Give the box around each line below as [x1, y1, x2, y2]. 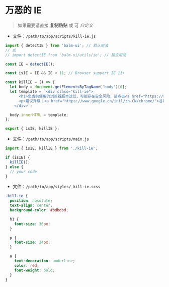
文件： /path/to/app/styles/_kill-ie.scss [12, 184, 101, 190]
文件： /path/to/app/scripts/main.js [12, 136, 90, 142]
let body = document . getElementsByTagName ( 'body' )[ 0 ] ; [10, 84, 127, 90]
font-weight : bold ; [14, 268, 55, 273]
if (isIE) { [5, 155, 30, 160]
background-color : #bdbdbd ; [10, 208, 69, 213]
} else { [5, 164, 24, 169]
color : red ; [14, 263, 39, 268]
